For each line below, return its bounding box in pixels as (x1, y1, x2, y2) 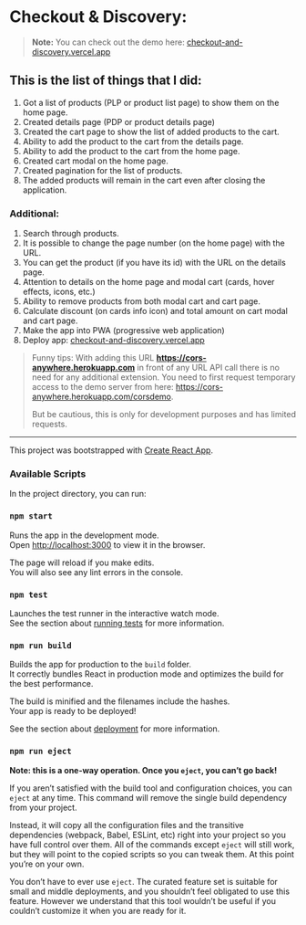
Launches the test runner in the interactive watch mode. (9, 607, 220, 618)
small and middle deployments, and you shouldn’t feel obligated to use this (9, 886, 290, 897)
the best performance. (9, 678, 94, 689)
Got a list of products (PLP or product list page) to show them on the (22, 97, 280, 108)
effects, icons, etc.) (22, 286, 96, 298)
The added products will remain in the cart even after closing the (22, 174, 266, 185)
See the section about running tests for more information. (9, 617, 225, 628)
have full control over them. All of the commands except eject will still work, (9, 838, 295, 850)
